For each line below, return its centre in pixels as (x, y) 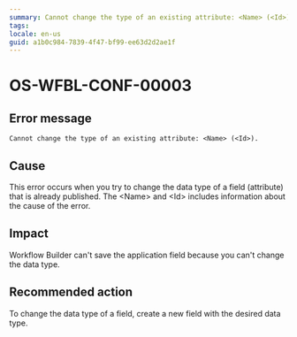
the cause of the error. (50, 206)
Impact (29, 234)
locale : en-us (35, 34)
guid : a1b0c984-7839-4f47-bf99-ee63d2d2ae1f (92, 42)
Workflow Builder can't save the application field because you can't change (147, 255)
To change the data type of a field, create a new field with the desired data (145, 313)
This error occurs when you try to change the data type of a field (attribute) (147, 188)
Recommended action (71, 292)
